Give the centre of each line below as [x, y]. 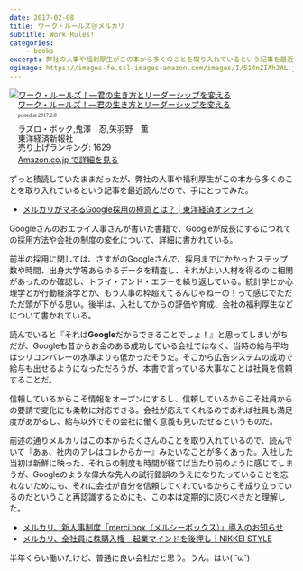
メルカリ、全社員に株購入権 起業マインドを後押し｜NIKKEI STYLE [147, 539]
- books [40, 51]
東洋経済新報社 [46, 138]
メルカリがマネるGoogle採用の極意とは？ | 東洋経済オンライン [138, 209]
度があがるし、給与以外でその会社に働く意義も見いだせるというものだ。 [143, 421]
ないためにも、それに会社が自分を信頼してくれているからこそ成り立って [151, 486]
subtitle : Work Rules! [52, 34]
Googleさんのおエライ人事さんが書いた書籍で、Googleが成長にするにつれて [150, 229]
